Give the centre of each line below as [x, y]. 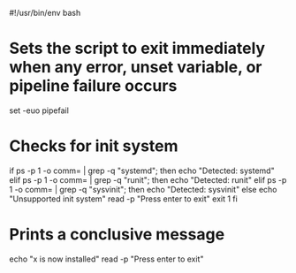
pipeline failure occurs [93, 86]
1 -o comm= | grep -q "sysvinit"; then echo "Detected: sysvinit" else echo [143, 189]
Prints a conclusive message [117, 235]
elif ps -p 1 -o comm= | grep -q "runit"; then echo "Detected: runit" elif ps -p [148, 179]
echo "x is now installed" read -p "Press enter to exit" [106, 259]
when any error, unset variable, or [136, 68]
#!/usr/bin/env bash [45, 13]
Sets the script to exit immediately [137, 49]
